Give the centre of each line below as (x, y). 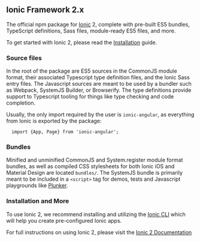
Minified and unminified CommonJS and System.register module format (95, 160)
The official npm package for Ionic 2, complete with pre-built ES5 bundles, (98, 24)
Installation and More (38, 201)
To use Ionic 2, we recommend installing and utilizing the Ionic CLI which (96, 214)
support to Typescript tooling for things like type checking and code (90, 97)
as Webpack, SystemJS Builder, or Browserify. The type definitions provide (99, 90)
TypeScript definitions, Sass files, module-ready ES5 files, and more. (91, 31)
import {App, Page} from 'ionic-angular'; (65, 132)
